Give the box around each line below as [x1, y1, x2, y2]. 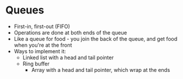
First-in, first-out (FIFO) [13, 23, 71, 30]
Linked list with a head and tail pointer [22, 54, 114, 61]
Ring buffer [22, 60, 50, 67]
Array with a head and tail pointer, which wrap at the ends [31, 66, 170, 73]
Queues [5, 4, 44, 17]
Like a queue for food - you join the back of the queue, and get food [13, 35, 178, 42]
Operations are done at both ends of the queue [13, 29, 128, 36]
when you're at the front [13, 42, 72, 49]
